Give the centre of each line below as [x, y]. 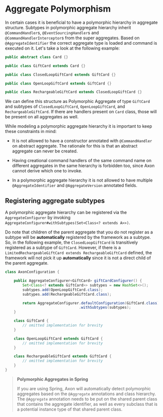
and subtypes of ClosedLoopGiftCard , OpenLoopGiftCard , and [65, 107]
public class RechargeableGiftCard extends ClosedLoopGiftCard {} [73, 92]
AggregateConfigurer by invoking [38, 217]
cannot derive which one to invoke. [47, 171]
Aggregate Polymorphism [58, 9]
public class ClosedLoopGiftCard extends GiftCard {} [61, 75]
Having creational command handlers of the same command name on [82, 161]
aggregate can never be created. [45, 151]
